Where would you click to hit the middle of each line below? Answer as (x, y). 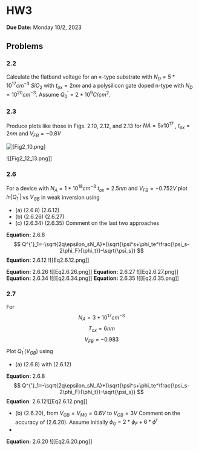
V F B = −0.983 (102, 340)
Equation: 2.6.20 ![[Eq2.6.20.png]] (49, 441)
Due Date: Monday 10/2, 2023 (44, 27)
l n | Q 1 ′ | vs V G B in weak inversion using (53, 197)
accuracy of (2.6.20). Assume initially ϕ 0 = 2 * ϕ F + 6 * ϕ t (86, 422)
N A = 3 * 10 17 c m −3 (102, 317)
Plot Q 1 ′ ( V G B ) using (30, 351)
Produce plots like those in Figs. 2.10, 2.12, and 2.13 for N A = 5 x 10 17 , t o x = (98, 126)
